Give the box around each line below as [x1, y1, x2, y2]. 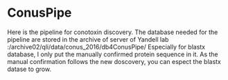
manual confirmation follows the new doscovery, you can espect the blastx [7, 57, 222, 65]
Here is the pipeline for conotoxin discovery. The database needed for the [7, 28, 218, 36]
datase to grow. [7, 65, 52, 73]
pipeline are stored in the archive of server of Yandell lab [7, 35, 169, 43]
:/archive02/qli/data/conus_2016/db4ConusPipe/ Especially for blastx [7, 42, 206, 51]
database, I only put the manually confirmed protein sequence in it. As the [7, 50, 218, 58]
